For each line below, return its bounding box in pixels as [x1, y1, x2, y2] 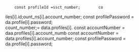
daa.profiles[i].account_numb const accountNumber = [5, 30, 119, 36]
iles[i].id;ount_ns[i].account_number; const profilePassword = [5, 14, 134, 20]
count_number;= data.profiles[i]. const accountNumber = [5, 24, 125, 31]
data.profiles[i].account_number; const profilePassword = [5, 36, 126, 41]
